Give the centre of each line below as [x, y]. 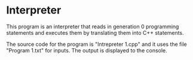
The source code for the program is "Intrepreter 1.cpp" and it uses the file [96, 44]
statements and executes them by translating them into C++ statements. [95, 32]
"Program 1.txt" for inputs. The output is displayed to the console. [87, 50]
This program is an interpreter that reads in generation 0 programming [93, 26]
